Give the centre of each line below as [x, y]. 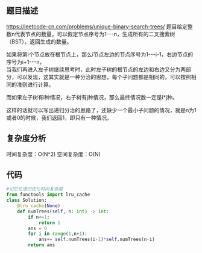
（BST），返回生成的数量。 [39, 42]
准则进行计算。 [35, 84]
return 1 [49, 223]
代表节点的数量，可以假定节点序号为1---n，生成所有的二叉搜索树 [95, 34]
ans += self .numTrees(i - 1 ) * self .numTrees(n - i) [96, 240]
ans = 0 [37, 228]
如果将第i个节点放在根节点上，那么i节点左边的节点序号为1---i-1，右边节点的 [100, 54]
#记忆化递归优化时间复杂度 [35, 189]
